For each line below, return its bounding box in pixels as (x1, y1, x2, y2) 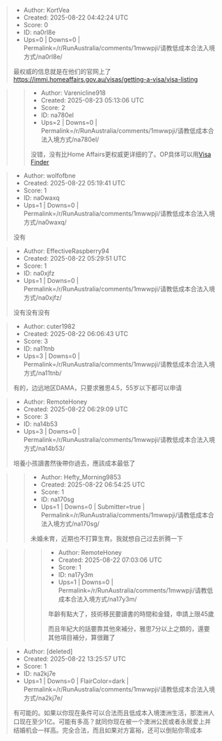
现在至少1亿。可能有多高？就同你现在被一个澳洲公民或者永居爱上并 (19, 717, 212, 726)
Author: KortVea (23, 6, 70, 14)
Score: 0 (23, 21, 48, 29)
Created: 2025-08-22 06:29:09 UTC (23, 405, 128, 413)
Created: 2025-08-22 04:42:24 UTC (23, 13, 129, 22)
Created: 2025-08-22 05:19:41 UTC (23, 179, 126, 187)
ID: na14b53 (23, 420, 58, 428)
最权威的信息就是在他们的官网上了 (13, 68, 111, 75)
